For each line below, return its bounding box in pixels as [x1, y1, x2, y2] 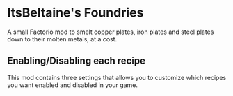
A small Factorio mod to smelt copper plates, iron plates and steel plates [7, 28, 214, 36]
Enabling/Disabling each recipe [7, 55, 146, 67]
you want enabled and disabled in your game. [7, 81, 138, 89]
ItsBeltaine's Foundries [7, 5, 144, 21]
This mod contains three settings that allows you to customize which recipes [7, 73, 227, 81]
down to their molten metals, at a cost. [7, 35, 118, 43]
